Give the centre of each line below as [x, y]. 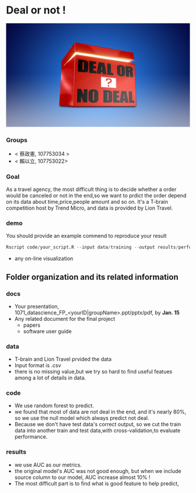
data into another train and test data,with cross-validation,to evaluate [97, 430]
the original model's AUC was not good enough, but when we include [98, 471]
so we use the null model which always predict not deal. [82, 418]
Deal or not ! [36, 10]
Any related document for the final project [65, 319]
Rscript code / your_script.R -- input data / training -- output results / [92, 247]
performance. [31, 437]
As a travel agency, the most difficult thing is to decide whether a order [91, 189]
